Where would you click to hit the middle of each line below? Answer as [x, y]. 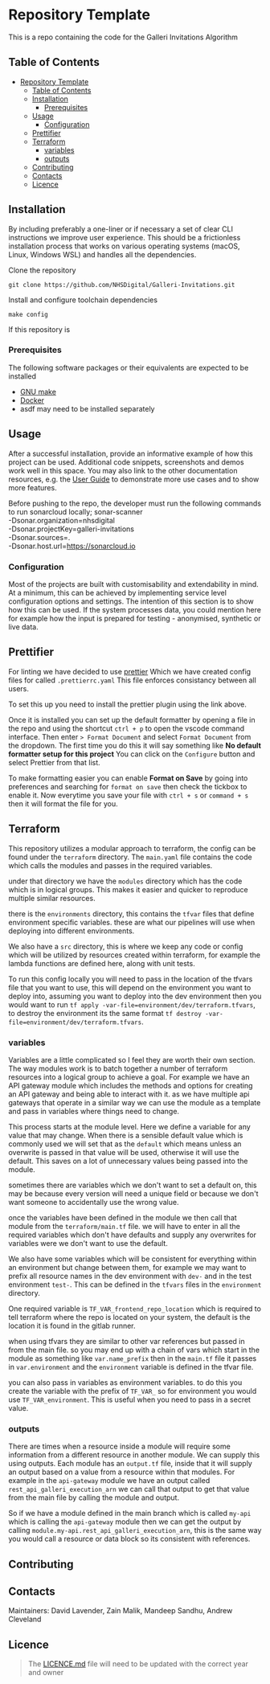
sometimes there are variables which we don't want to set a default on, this [133, 1185]
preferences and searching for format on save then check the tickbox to [128, 786]
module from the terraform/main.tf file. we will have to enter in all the [125, 1226]
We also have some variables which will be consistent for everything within [133, 1259]
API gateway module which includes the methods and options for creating [131, 1085]
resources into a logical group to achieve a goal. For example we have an [129, 1077]
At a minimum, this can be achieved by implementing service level [118, 592]
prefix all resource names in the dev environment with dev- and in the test [130, 1276]
